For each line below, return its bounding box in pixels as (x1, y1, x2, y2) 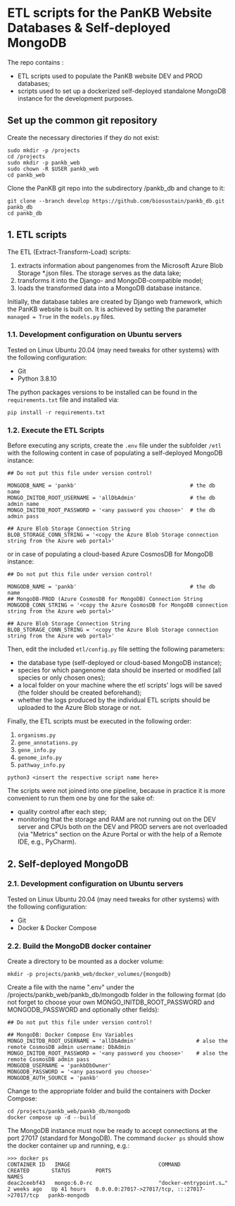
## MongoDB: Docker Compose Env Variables (7, 1032, 134, 1039)
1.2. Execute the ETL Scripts (7, 425, 105, 435)
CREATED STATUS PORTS (7, 1167, 112, 1174)
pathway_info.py (17, 762, 65, 769)
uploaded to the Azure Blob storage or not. (17, 704, 142, 712)
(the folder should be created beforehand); (17, 688, 142, 697)
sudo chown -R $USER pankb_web (7, 165, 99, 172)
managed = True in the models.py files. (7, 312, 115, 321)
